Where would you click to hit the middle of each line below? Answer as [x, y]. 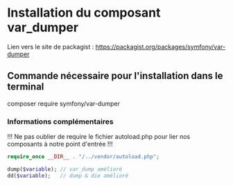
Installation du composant [84, 13]
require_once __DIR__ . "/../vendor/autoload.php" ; [83, 157]
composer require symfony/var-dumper [63, 103]
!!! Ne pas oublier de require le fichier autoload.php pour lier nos [99, 137]
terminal [26, 87]
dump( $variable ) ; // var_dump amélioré [65, 169]
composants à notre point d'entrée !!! [60, 144]
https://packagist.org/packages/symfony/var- [161, 46]
